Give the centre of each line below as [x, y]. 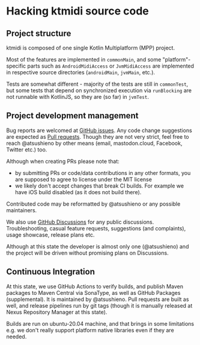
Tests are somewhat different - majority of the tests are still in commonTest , [97, 84]
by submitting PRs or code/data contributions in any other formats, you [103, 172]
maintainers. [22, 210]
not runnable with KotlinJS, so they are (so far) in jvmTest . [77, 97]
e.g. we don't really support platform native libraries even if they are [90, 330]
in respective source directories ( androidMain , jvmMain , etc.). [80, 72]
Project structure [39, 33]
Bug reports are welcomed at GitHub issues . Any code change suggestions [99, 130]
